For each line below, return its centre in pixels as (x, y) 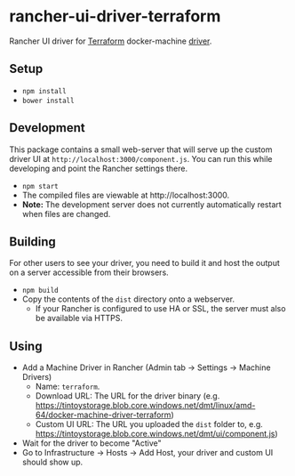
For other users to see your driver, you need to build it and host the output (144, 263)
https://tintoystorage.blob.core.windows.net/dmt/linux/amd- (145, 406)
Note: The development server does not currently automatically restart (151, 204)
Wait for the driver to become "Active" (92, 443)
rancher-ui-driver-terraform (115, 16)
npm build (40, 291)
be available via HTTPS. (79, 319)
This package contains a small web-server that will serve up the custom (141, 149)
